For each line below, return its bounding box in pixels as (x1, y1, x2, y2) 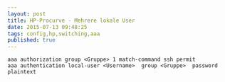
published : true (7, 37, 56, 44)
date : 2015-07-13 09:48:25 (7, 23, 88, 30)
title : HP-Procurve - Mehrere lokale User (7, 17, 135, 24)
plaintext (7, 69, 37, 76)
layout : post (7, 10, 46, 18)
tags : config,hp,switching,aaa (7, 30, 100, 37)
